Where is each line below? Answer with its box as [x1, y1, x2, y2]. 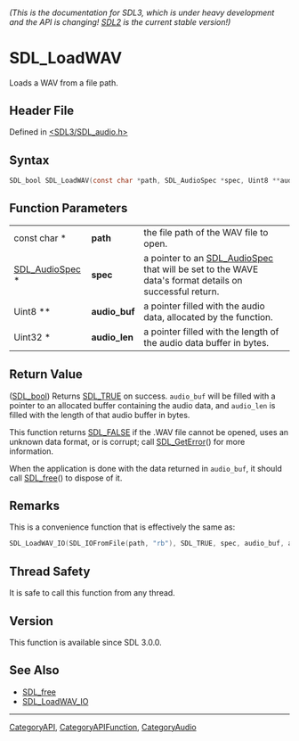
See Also [9, 663, 60, 678]
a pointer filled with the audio [143, 300, 265, 312]
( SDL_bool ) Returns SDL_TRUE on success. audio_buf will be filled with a [9, 391, 276, 401]
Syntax [9, 152, 50, 168]
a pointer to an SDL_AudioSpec [143, 251, 274, 264]
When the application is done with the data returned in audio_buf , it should [9, 463, 283, 473]
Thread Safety [9, 564, 91, 579]
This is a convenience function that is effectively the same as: [9, 522, 236, 532]
